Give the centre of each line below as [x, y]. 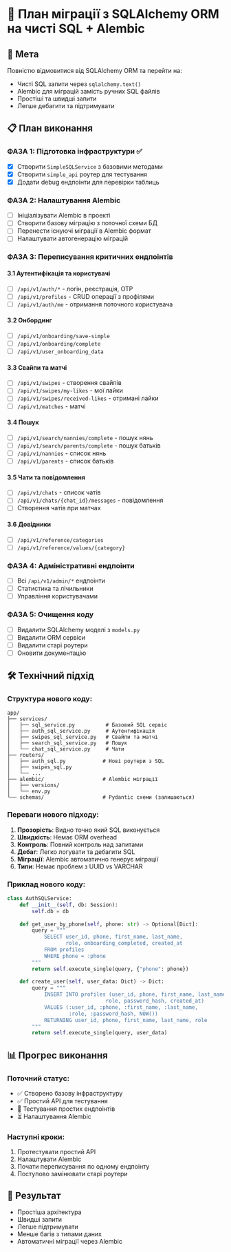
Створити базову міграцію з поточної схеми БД [87, 223]
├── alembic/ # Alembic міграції [82, 780]
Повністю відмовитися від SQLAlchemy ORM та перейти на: [95, 71]
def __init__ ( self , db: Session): [69, 905]
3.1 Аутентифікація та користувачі [59, 273]
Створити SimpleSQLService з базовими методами [90, 166]
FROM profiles [64, 950]
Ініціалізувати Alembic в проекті [64, 216]
